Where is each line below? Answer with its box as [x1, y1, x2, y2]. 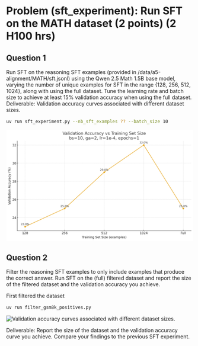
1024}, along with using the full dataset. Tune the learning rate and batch [6, 88, 184, 94]
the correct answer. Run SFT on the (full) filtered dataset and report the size [6, 274, 191, 281]
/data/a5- [137, 69, 161, 75]
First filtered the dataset [6, 292, 65, 299]
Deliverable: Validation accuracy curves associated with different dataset [6, 100, 184, 107]
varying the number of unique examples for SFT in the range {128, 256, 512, [6, 81, 191, 88]
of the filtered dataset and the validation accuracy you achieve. [6, 280, 161, 288]
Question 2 [6, 252, 48, 262]
